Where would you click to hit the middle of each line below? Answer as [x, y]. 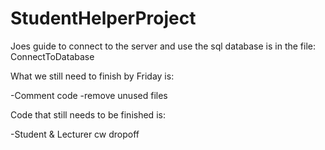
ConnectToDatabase [52, 56]
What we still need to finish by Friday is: [92, 76]
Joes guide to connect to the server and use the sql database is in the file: [163, 46]
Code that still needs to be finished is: [88, 114]
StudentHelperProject [103, 18]
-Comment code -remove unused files [89, 95]
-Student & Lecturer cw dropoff [75, 134]
